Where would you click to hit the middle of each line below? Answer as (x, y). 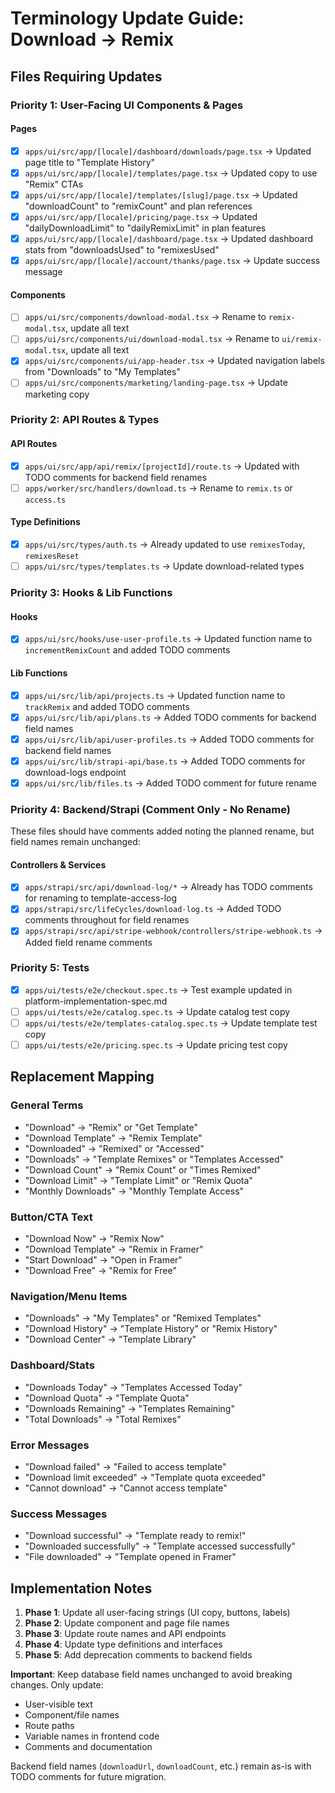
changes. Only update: (57, 1685)
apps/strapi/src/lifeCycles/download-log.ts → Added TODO (153, 909)
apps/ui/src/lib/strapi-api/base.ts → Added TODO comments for (165, 761)
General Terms (47, 1105)
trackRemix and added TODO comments (107, 706)
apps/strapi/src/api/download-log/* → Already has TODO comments (168, 887)
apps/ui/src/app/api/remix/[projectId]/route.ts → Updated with (162, 466)
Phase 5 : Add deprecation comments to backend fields (138, 1655)
